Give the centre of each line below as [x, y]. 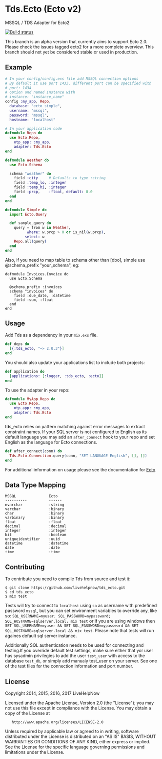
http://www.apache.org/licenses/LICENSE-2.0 [58, 722]
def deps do [17, 344]
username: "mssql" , [29, 110]
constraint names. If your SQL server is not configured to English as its [76, 432]
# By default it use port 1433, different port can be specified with [78, 83]
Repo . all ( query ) [30, 241]
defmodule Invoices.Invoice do [37, 274]
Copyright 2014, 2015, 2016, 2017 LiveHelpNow [52, 693]
